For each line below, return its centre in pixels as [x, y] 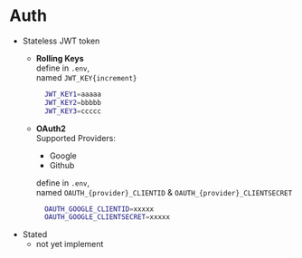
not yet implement [70, 244]
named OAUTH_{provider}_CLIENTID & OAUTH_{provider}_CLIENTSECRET [164, 192]
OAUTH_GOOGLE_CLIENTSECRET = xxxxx [107, 217]
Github [62, 165]
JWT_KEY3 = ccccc [73, 111]
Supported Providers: [75, 138]
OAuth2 [51, 129]
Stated [35, 234]
